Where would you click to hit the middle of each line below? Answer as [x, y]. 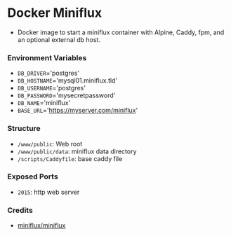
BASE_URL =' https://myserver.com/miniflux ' [78, 111]
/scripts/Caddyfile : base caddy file [70, 158]
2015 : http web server [48, 192]
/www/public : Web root [50, 144]
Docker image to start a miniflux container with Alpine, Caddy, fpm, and [121, 32]
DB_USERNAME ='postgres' [52, 88]
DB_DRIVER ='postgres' [48, 73]
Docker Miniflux [55, 13]
